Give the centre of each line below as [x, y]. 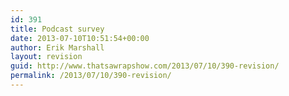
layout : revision [46, 57]
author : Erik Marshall [57, 47]
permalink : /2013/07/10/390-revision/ [91, 76]
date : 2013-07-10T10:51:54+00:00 [80, 38]
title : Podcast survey [57, 29]
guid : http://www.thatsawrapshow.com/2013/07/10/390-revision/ [145, 66]
